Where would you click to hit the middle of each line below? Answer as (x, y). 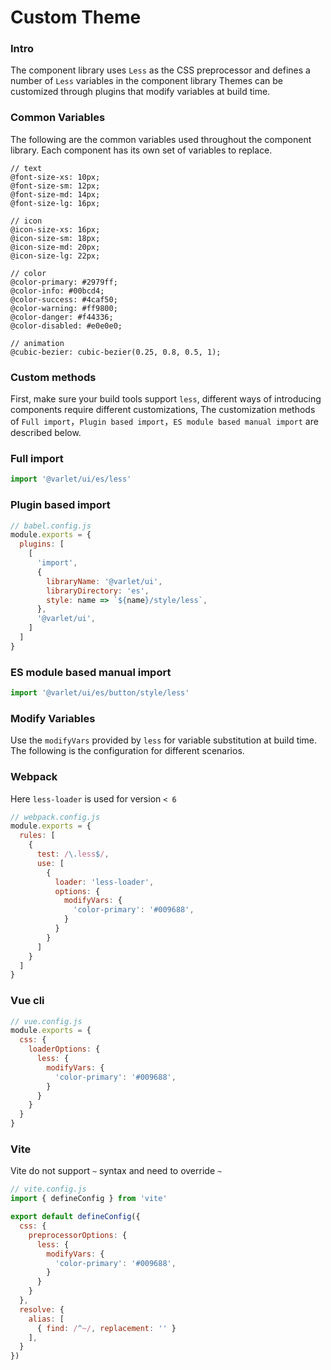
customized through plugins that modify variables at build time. (140, 92)
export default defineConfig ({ (75, 1217)
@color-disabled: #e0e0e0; (66, 326)
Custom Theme (76, 17)
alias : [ (46, 1319)
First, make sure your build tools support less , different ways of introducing (166, 399)
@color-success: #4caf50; (64, 299)
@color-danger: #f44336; (62, 317)
